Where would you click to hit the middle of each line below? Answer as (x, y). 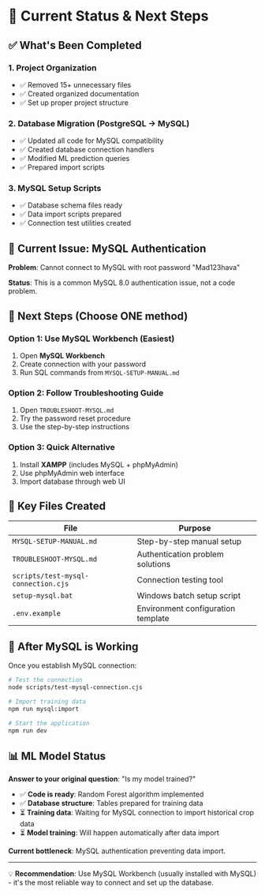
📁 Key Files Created (57, 506)
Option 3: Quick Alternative (62, 447)
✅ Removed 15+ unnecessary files (75, 84)
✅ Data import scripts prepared (71, 214)
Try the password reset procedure (75, 418)
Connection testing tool (180, 580)
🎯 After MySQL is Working (73, 646)
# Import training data (47, 702)
